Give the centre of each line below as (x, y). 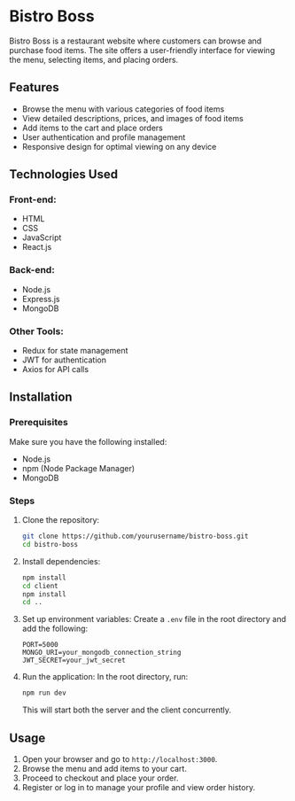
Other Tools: (36, 331)
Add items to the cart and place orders (93, 128)
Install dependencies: (61, 561)
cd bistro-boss (50, 544)
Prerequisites (39, 423)
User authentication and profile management (104, 137)
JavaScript (42, 237)
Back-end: (32, 270)
